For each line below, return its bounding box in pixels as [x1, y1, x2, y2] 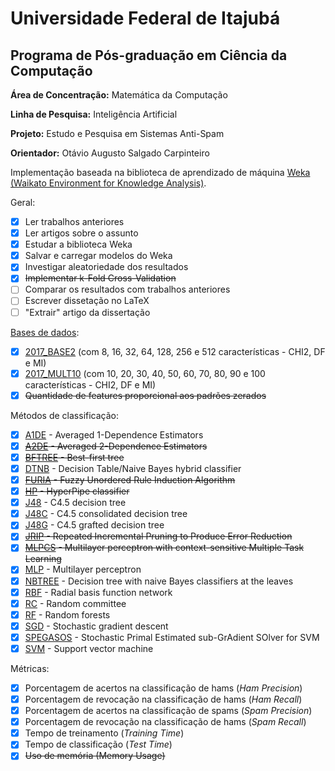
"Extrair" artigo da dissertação [24, 306, 151, 318]
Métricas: [10, 662, 50, 674]
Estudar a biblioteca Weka [24, 238, 133, 251]
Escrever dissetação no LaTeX [24, 295, 150, 307]
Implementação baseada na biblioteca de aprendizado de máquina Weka [10, 167, 311, 178]
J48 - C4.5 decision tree [24, 497, 127, 509]
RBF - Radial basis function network [24, 586, 173, 598]
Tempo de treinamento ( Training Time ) [24, 727, 185, 739]
